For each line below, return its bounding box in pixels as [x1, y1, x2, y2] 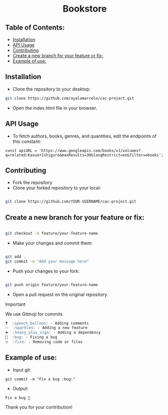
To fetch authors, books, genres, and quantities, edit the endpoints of [12, 133, 157, 139]
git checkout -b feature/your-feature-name [5, 231, 98, 236]
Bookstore [63, 3, 107, 15]
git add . [5, 254, 26, 259]
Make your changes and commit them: [12, 240, 93, 246]
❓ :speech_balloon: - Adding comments [5, 321, 89, 326]
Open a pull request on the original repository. [12, 291, 108, 297]
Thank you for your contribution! [5, 404, 73, 410]
